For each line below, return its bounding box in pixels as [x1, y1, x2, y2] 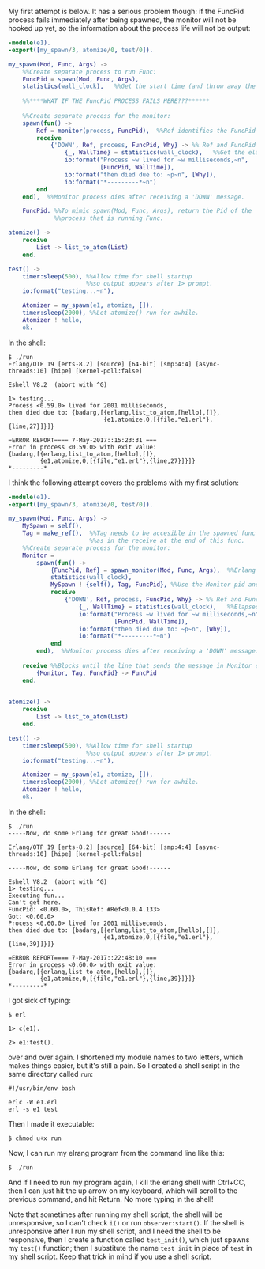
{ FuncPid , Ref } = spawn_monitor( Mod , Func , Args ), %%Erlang [50, 566, 256, 574]
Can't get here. [8, 898, 62, 907]
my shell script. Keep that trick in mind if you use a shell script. [8, 1252, 211, 1261]
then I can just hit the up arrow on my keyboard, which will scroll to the [8, 1186, 238, 1195]
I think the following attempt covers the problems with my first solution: [8, 478, 239, 487]
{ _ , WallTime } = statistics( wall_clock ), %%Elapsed [78, 603, 259, 611]
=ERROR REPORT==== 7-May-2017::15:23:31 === [8, 436, 157, 444]
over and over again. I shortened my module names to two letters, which [8, 1052, 244, 1062]
